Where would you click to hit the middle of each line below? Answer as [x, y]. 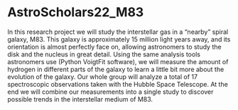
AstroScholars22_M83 [76, 12]
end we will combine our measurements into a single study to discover [110, 92]
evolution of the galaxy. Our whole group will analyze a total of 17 [102, 77]
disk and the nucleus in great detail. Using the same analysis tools [104, 54]
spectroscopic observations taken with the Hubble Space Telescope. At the [118, 84]
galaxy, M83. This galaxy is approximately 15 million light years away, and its [119, 39]
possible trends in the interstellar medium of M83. [80, 99]
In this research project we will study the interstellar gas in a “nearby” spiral [118, 32]
